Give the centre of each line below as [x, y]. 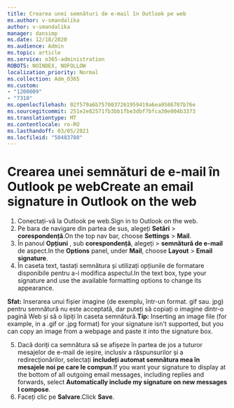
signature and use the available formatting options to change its [109, 281]
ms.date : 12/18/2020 [37, 40]
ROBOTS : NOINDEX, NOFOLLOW [47, 66]
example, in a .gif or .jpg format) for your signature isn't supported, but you [116, 324]
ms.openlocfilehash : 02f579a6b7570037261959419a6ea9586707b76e [102, 105]
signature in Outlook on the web [102, 202]
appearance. [36, 288]
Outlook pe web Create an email [101, 187]
